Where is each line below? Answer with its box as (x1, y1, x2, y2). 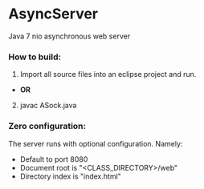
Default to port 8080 (19, 154, 88, 164)
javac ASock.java (19, 101, 77, 111)
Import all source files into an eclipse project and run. (19, 70, 197, 79)
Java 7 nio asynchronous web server (8, 31, 131, 41)
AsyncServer (8, 5, 99, 23)
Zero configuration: (8, 121, 87, 132)
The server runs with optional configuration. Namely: (8, 139, 183, 148)
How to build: (8, 51, 62, 62)
